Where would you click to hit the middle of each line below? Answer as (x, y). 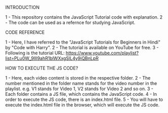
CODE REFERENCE (25, 32)
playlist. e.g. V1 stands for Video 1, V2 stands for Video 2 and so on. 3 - (79, 89)
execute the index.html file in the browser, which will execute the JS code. (82, 105)
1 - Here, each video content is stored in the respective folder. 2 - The (78, 78)
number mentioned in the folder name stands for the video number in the (81, 83)
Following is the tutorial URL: (35, 53)
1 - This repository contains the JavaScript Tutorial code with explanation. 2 (84, 17)
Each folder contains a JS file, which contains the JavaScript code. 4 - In (81, 94)
